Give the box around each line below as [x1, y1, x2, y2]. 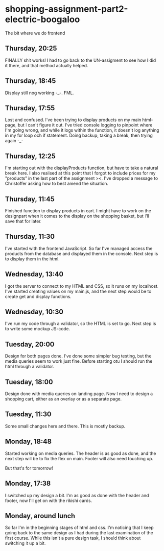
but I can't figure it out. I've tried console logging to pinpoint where [18, 122, 153, 128]
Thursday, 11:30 [5, 232, 55, 241]
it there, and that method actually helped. [5, 62, 88, 68]
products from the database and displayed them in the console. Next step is [5, 250, 158, 256]
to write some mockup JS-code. [5, 326, 70, 332]
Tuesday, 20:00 [5, 340, 55, 349]
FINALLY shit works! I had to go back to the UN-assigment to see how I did [5, 57, 156, 63]
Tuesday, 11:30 [5, 410, 51, 419]
